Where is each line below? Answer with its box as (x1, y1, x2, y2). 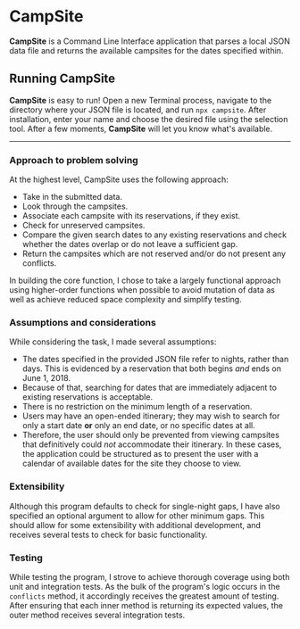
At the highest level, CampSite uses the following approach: (9, 174, 229, 185)
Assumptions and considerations (9, 316, 156, 328)
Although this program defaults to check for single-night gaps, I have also (9, 501, 280, 511)
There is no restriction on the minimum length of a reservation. (21, 401, 253, 412)
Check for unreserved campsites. (21, 220, 146, 231)
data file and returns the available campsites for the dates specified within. (9, 45, 284, 55)
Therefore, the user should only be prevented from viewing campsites (21, 430, 279, 441)
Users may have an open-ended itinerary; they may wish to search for (21, 410, 280, 421)
